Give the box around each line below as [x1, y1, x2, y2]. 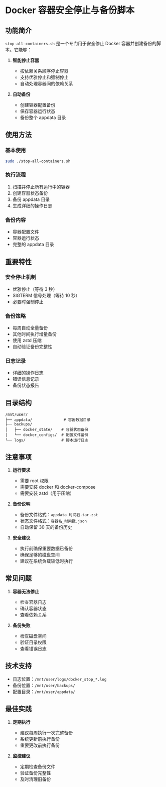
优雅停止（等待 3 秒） [12, 286, 58, 292]
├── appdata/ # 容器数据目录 [5, 417, 91, 422]
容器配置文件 [12, 229, 39, 235]
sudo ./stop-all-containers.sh [5, 159, 71, 164]
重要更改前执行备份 [20, 742, 60, 748]
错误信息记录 [12, 376, 39, 382]
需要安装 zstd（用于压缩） [20, 490, 74, 496]
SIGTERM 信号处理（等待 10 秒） [12, 292, 80, 298]
